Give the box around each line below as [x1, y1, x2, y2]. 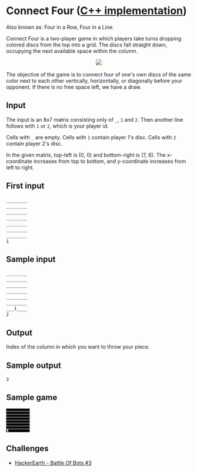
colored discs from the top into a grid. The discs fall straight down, [6, 41, 168, 48]
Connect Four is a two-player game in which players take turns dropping [6, 35, 182, 42]
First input [6, 181, 45, 191]
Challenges [6, 444, 49, 454]
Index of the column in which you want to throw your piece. [6, 343, 150, 350]
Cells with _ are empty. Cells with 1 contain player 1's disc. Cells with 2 [6, 133, 176, 140]
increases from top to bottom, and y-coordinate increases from [33, 158, 186, 165]
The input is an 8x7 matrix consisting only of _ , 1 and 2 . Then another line [6, 116, 183, 123]
